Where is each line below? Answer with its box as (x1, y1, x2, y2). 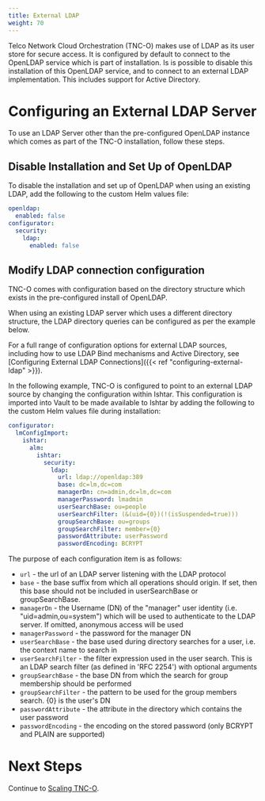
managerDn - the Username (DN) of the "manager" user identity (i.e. (19, 604, 237, 613)
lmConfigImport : (15, 429, 69, 437)
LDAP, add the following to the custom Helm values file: (8, 190, 189, 199)
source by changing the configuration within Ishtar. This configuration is (8, 389, 243, 399)
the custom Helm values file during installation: (8, 406, 161, 416)
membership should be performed (19, 679, 132, 688)
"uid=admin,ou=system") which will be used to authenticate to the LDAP (19, 611, 256, 621)
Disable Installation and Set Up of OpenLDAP (8, 159, 233, 173)
